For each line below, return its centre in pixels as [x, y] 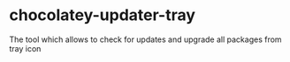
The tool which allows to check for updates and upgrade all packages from [145, 39]
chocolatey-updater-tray [103, 15]
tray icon [25, 48]
